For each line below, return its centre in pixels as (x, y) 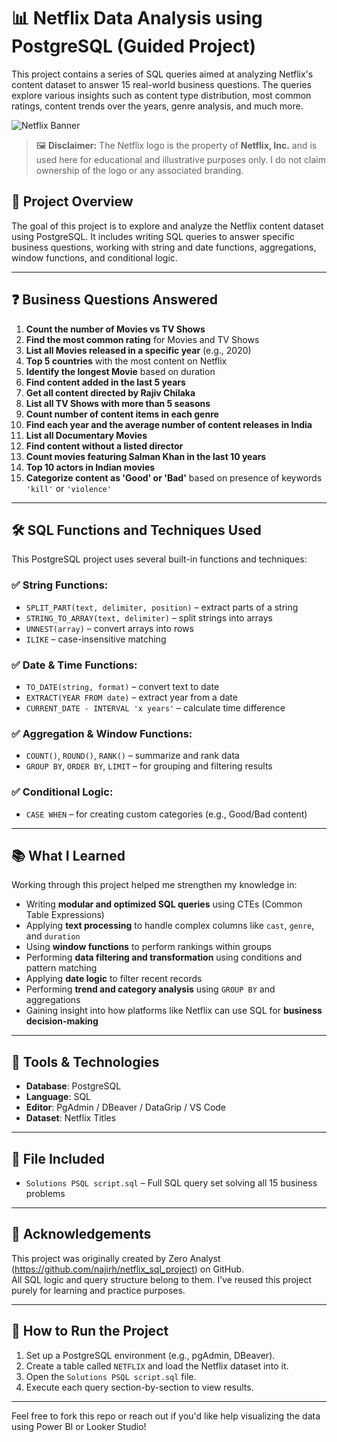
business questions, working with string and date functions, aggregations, (164, 247)
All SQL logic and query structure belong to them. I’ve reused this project (161, 1279)
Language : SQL (58, 1097)
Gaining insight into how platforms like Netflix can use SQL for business (174, 1011)
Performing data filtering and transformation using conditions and (164, 957)
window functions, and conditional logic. (94, 257)
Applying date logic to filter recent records (114, 979)
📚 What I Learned (68, 855)
